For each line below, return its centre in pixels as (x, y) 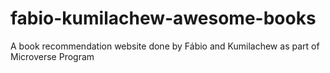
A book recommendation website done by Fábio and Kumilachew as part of (165, 46)
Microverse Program (52, 56)
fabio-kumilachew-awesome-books (163, 18)
